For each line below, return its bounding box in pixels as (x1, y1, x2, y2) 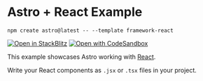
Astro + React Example (7, 4, 143, 20)
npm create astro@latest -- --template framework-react (7, 27, 174, 34)
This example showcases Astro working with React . (7, 53, 156, 61)
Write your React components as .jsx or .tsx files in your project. (7, 66, 197, 74)
